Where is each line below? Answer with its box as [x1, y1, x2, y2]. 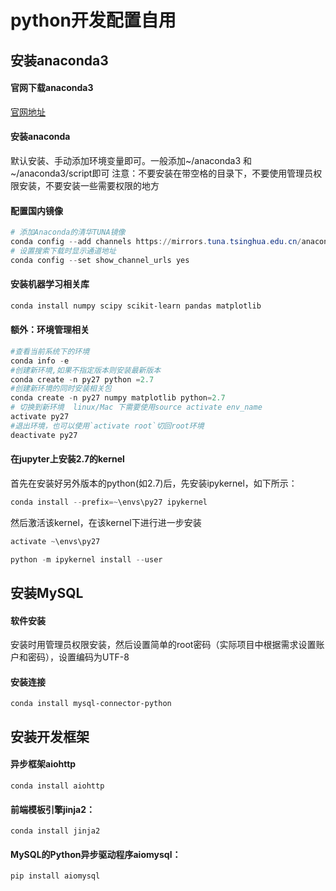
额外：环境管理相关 [10, 324, 90, 336]
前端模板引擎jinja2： [10, 803, 96, 815]
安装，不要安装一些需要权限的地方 [18, 179, 160, 191]
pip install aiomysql [10, 871, 101, 881]
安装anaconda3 [10, 52, 109, 69]
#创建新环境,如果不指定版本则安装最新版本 [10, 365, 162, 375]
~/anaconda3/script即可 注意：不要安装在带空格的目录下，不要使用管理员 [10, 167, 314, 179]
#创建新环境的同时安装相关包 [10, 384, 112, 394]
